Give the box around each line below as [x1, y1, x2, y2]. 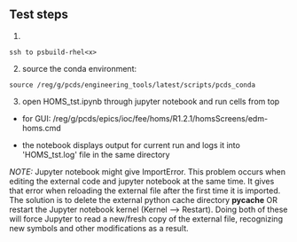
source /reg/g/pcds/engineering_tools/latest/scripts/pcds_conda [9, 80, 255, 90]
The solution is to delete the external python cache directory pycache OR [9, 194, 277, 205]
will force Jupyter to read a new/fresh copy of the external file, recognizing [9, 213, 284, 224]
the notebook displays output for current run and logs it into [21, 139, 241, 150]
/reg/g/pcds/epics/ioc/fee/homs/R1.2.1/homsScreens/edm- [52, 113, 269, 123]
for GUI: [21, 113, 51, 123]
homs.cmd [21, 122, 61, 133]
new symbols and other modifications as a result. [9, 222, 189, 233]
